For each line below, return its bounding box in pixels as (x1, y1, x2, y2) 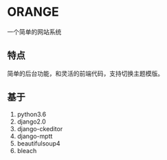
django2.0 (16, 117, 46, 126)
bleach (16, 146, 37, 155)
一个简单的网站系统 (7, 27, 62, 36)
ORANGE (7, 4, 60, 20)
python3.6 (16, 110, 47, 118)
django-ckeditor (16, 124, 63, 133)
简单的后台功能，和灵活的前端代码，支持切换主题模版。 (7, 69, 164, 78)
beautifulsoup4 (16, 139, 60, 148)
